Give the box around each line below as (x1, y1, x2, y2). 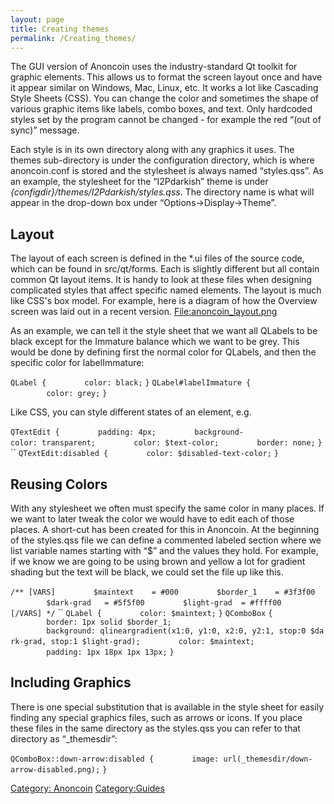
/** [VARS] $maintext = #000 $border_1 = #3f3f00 (10, 587, 316, 597)
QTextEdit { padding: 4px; (10, 427, 157, 438)
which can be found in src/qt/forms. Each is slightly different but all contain (10, 263, 320, 275)
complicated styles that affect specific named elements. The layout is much (10, 284, 322, 296)
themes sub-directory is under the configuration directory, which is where (10, 154, 315, 166)
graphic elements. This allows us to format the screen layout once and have (10, 71, 323, 83)
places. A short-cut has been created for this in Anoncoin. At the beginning (10, 524, 320, 535)
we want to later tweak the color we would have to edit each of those (10, 513, 295, 525)
